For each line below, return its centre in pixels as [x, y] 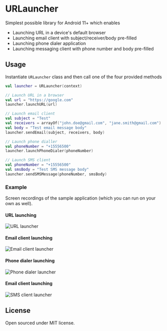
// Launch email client [30, 114]
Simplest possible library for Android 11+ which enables [63, 23]
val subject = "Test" [28, 119]
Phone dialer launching [30, 261]
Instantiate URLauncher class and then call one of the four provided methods [84, 77]
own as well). [19, 204]
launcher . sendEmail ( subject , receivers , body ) [55, 132]
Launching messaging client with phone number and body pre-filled [83, 49]
